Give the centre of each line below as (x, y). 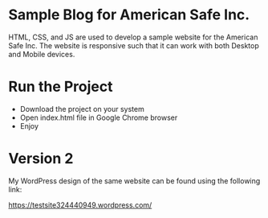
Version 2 (41, 159)
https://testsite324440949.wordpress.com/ (80, 205)
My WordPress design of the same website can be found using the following (134, 181)
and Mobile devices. (42, 54)
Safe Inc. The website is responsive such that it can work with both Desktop (134, 45)
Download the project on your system (82, 109)
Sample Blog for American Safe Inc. (129, 15)
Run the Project (61, 87)
